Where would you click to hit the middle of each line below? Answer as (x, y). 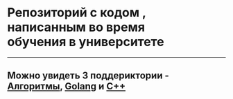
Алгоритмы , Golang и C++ (67, 86)
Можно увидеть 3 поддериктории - (88, 76)
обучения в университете (86, 42)
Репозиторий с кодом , (77, 13)
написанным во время (76, 27)
